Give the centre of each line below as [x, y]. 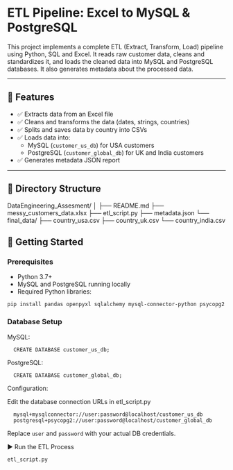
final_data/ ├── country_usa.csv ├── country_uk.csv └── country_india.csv [116, 220]
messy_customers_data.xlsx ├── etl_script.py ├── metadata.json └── [108, 212]
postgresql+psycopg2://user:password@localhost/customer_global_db [113, 420]
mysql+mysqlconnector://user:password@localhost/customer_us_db [108, 414]
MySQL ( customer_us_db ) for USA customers [91, 145]
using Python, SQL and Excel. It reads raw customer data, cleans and [106, 54]
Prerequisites [30, 262]
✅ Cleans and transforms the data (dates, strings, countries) [103, 121]
